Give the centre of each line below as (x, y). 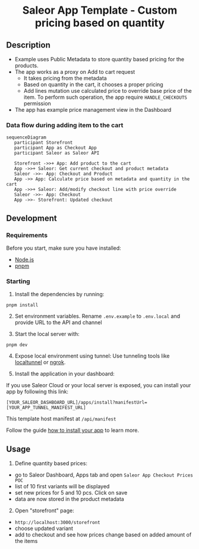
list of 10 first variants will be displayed (62, 487)
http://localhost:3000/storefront (57, 523)
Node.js (24, 259)
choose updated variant (44, 528)
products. (26, 65)
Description (28, 45)
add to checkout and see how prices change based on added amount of (103, 535)
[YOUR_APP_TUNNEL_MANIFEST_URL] (46, 408)
